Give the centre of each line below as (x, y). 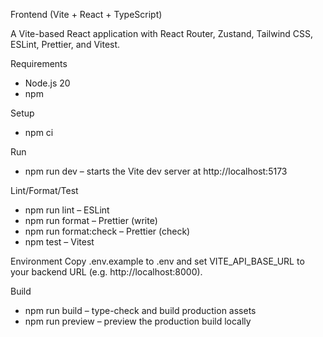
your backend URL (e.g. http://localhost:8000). (106, 272)
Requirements (39, 63)
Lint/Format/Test (44, 190)
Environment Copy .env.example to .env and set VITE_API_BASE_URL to (157, 261)
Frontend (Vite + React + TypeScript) (86, 14)
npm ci (39, 132)
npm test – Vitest (59, 242)
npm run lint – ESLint (67, 210)
